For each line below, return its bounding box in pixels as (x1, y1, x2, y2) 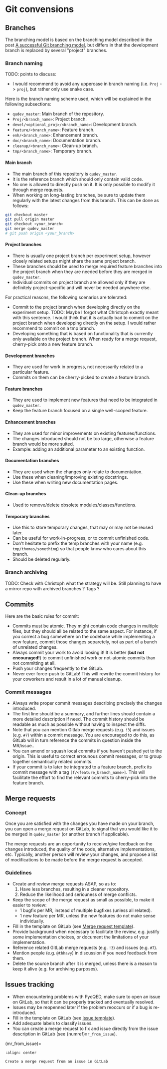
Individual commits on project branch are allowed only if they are (12, 279, 146, 286)
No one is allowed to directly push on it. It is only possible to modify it (12, 181, 156, 187)
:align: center (5, 1050, 37, 1055)
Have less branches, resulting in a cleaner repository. (19, 886, 130, 892)
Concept (5, 809, 26, 816)
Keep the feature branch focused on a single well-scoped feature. (12, 408, 148, 414)
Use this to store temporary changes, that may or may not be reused (12, 524, 153, 531)
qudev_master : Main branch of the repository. (12, 111, 105, 117)
